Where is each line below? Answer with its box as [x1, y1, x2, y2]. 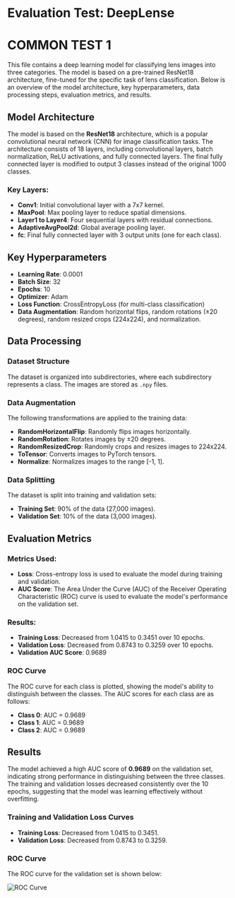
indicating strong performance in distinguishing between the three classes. [7, 772, 226, 781]
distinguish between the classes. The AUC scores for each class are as [7, 689, 214, 698]
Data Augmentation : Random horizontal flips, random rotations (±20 [17, 308, 217, 316]
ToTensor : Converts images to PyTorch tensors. [17, 450, 157, 459]
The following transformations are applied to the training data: [7, 414, 187, 423]
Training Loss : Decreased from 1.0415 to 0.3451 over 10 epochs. [17, 633, 205, 642]
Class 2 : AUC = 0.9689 [17, 725, 86, 734]
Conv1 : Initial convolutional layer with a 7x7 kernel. [17, 201, 164, 210]
